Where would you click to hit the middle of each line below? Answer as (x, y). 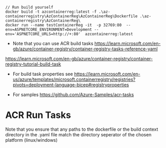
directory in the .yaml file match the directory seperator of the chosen (78, 134)
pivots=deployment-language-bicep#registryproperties (71, 85)
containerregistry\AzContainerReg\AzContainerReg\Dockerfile (72, 16)
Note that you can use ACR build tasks (53, 43)
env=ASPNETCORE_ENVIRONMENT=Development (49, 29)
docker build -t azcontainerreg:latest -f (51, 12)
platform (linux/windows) (31, 140)
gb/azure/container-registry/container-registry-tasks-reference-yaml (85, 49)
